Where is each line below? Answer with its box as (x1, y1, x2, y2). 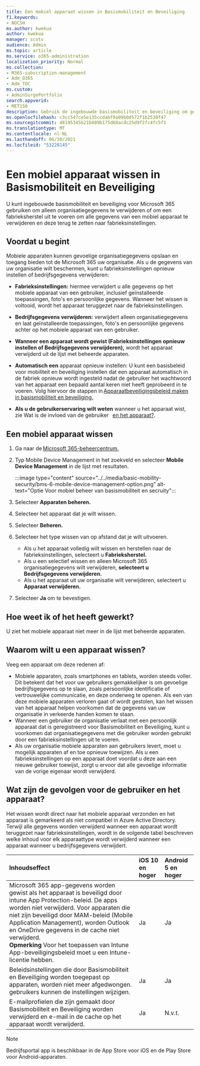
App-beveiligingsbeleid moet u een (9, 948, 108, 956)
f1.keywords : (6, 14, 39, 20)
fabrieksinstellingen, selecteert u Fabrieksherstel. (23, 551, 147, 558)
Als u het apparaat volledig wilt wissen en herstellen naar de (23, 545, 171, 552)
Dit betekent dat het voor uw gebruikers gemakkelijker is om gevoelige (14, 678, 188, 686)
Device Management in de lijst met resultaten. (14, 463, 129, 470)
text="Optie (14, 487, 43, 494)
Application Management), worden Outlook (9, 918, 130, 926)
